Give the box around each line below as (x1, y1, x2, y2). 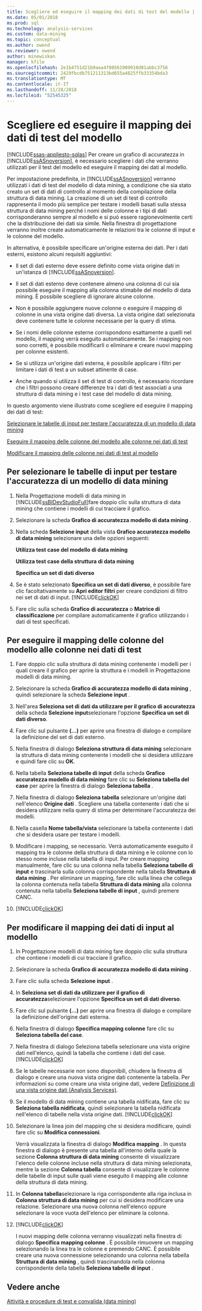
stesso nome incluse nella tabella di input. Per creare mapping (15, 855, 170, 863)
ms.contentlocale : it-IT (7, 82, 69, 88)
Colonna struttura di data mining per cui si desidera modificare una (15, 1197, 184, 1204)
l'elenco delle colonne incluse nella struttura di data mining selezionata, (15, 1159, 192, 1167)
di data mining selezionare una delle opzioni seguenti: (15, 534, 150, 541)
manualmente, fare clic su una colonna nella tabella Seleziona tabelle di (15, 861, 194, 869)
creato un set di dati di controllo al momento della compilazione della (7, 188, 177, 195)
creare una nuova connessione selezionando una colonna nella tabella (15, 1252, 189, 1259)
